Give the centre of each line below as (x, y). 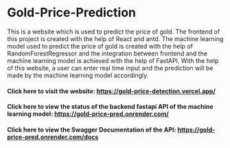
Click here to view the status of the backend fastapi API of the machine (111, 107)
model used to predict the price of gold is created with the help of (100, 46)
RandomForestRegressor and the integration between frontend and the (107, 53)
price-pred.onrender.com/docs (53, 137)
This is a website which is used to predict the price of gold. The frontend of (114, 32)
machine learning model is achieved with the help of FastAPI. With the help (113, 60)
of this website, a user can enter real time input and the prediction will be (110, 68)
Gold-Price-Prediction (71, 13)
